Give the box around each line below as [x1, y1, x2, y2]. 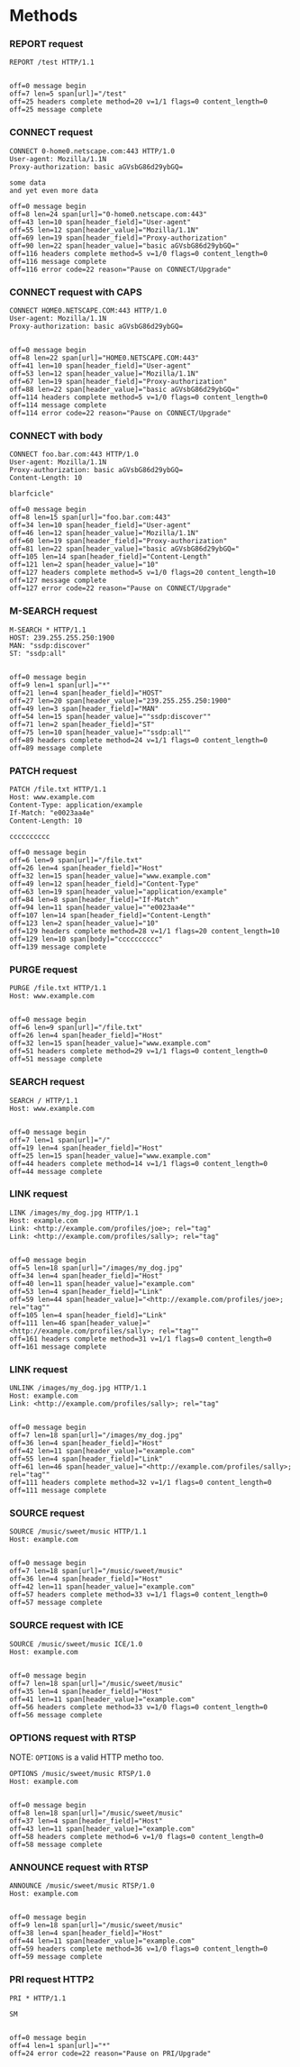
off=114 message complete [9, 401, 106, 410]
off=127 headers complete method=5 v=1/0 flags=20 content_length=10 [9, 569, 277, 578]
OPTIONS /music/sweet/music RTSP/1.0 [9, 1770, 151, 1779]
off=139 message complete [9, 942, 106, 952]
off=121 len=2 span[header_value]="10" [9, 560, 159, 569]
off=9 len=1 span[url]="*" [9, 680, 111, 689]
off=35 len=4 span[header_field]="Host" [9, 1687, 164, 1696]
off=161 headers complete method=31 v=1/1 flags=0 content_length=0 [9, 1334, 272, 1343]
